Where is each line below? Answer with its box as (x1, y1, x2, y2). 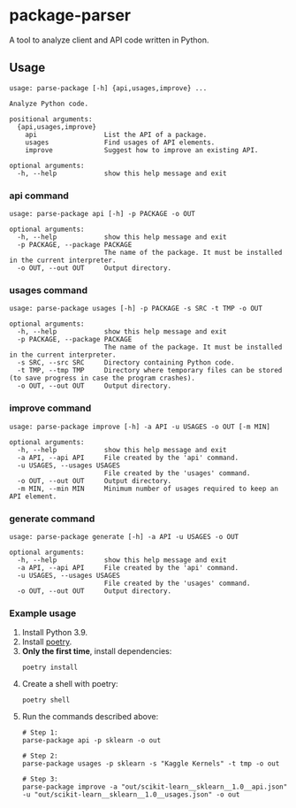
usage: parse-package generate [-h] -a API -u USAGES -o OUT (9, 532, 239, 541)
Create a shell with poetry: (21, 679, 118, 689)
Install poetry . (21, 636, 72, 647)
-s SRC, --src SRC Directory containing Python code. (17, 358, 236, 367)
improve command (9, 402, 92, 414)
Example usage (9, 607, 77, 619)
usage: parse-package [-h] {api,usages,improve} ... (9, 83, 208, 93)
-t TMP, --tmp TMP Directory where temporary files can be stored (17, 366, 283, 375)
